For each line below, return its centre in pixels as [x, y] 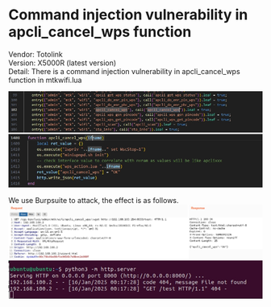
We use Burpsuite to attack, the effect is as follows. [94, 201]
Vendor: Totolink [35, 54]
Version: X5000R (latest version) [63, 63]
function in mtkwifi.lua [45, 80]
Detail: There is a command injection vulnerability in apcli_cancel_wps [124, 71]
